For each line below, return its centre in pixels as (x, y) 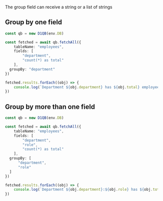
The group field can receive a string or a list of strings (59, 7)
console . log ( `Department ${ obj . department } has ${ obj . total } (77, 87)
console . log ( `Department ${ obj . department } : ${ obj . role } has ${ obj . (83, 190)
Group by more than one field (50, 107)
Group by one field (33, 22)
